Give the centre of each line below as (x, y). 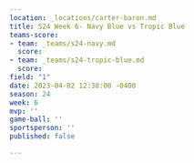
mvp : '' (24, 111)
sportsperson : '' (42, 128)
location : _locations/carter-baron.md (83, 18)
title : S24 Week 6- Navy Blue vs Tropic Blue (97, 26)
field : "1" (30, 77)
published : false (42, 137)
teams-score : (34, 35)
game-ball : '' (36, 119)
